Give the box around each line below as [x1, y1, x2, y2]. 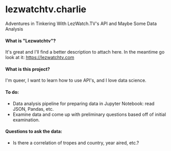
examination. [12, 116, 40, 123]
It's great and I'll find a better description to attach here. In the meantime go [5, 49, 165, 55]
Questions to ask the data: [5, 129, 62, 135]
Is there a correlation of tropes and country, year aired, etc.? [12, 139, 139, 146]
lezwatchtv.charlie [5, 4, 87, 15]
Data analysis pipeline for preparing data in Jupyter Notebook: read [12, 100, 155, 107]
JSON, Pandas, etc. [12, 106, 54, 112]
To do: [5, 89, 19, 95]
